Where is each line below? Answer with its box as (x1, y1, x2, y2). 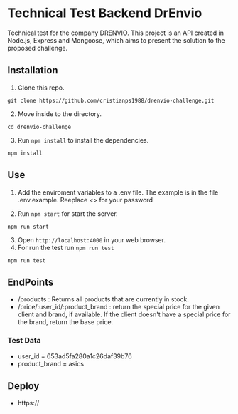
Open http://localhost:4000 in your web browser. (17, 235, 166, 244)
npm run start (7, 223, 50, 230)
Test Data (7, 336, 41, 346)
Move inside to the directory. (17, 109, 102, 118)
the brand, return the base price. (17, 318, 114, 326)
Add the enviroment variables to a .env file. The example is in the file (17, 187, 219, 197)
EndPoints (7, 276, 54, 288)
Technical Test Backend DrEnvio (7, 5, 202, 21)
